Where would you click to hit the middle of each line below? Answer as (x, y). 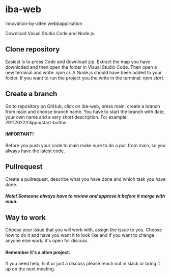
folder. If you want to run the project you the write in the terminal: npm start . (85, 78)
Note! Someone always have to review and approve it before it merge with (85, 196)
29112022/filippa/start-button (36, 122)
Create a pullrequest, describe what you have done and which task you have (85, 179)
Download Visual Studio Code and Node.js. (50, 33)
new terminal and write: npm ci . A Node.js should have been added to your (83, 72)
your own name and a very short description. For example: (67, 117)
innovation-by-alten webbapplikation (44, 23)
